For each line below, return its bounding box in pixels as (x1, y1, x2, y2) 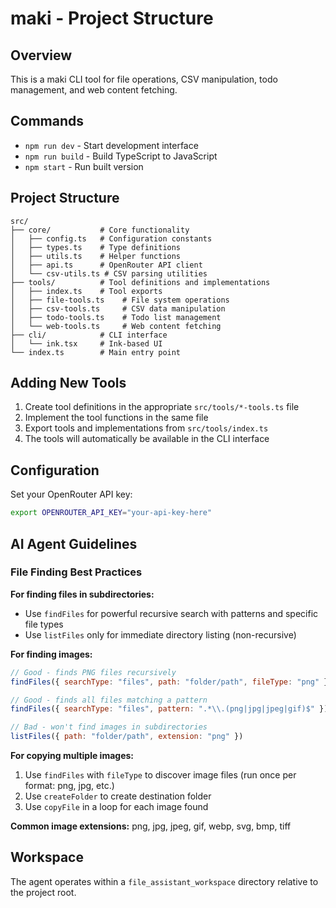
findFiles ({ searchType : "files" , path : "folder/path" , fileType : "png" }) (10, 677, 333, 687)
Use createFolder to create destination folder (24, 790, 212, 802)
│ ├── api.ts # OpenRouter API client (10, 260, 203, 270)
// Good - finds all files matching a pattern (10, 695, 208, 705)
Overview (10, 47, 73, 64)
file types (24, 618, 64, 630)
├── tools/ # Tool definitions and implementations (10, 277, 271, 287)
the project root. (10, 886, 77, 898)
